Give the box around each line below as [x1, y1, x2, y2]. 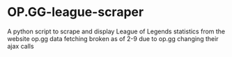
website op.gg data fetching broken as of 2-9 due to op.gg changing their [7, 34, 219, 42]
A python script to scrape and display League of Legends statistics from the [7, 27, 226, 35]
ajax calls [7, 42, 34, 50]
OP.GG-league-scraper [7, 4, 144, 20]
